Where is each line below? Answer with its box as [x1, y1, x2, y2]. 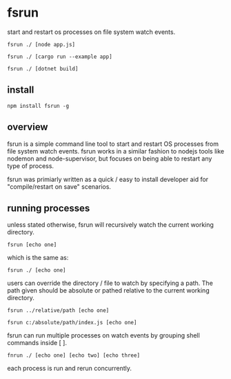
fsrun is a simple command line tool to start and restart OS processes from [7, 140, 219, 148]
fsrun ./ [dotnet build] [7, 65, 79, 72]
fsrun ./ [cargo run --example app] [7, 53, 112, 60]
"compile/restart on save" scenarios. [7, 182, 112, 191]
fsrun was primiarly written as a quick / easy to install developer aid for [7, 175, 209, 183]
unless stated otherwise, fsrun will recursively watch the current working [7, 221, 214, 229]
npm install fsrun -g [7, 102, 70, 109]
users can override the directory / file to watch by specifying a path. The [7, 279, 214, 288]
